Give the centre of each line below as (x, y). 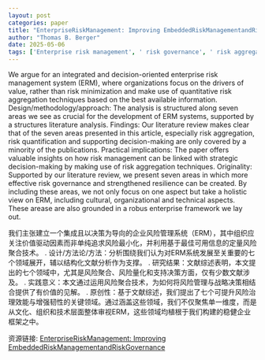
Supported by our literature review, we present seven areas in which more (128, 175)
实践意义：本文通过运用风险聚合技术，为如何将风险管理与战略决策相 (138, 282)
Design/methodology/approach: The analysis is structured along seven (123, 108)
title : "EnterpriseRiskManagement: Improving (84, 30)
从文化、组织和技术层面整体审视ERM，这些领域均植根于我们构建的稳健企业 (130, 312)
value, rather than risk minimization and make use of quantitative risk (120, 91)
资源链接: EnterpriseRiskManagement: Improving (87, 338)
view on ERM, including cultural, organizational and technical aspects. (121, 200)
